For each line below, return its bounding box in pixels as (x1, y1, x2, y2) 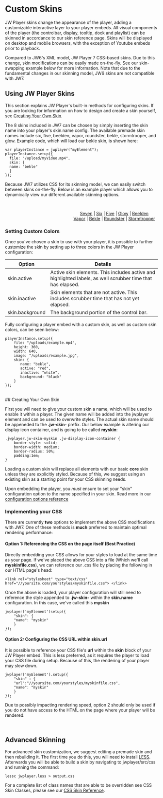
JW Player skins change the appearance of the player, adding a (5, 19, 132, 25)
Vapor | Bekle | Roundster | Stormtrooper (73, 216, 155, 221)
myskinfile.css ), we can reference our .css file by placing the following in (5, 562, 153, 568)
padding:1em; (14, 453, 40, 458)
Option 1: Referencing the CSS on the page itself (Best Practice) (5, 541, 136, 546)
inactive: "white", (20, 370, 60, 375)
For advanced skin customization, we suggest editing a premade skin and (5, 748, 152, 755)
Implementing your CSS (5, 508, 62, 515)
